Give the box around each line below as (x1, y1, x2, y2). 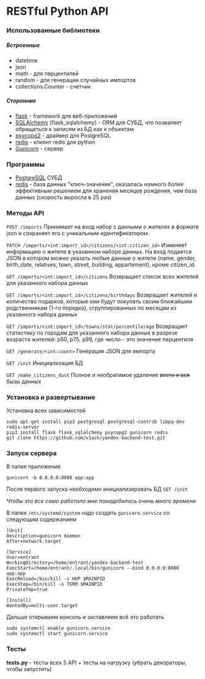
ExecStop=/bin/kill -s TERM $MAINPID (6, 581, 103, 588)
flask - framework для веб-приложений (15, 112, 117, 120)
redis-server (6, 424, 40, 430)
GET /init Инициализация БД (6, 359, 83, 366)
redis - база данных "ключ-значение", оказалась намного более (15, 181, 184, 188)
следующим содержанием (6, 516, 76, 523)
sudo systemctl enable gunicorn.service (6, 625, 111, 632)
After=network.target (6, 538, 62, 545)
